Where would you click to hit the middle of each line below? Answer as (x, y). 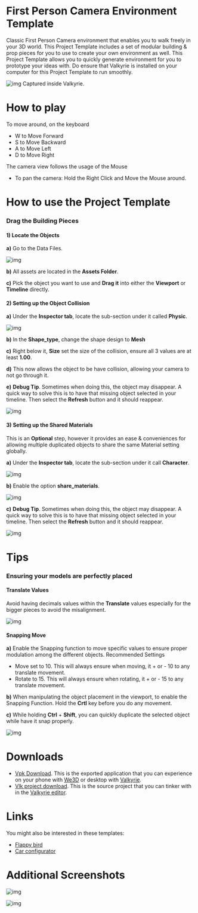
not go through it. (27, 375)
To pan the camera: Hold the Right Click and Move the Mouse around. (100, 178)
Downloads (35, 757)
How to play (36, 108)
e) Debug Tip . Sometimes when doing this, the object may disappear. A (94, 387)
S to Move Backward (40, 142)
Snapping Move (26, 635)
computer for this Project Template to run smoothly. (69, 72)
